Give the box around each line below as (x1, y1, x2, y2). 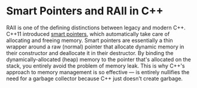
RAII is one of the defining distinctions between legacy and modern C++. (6, 24, 186, 31)
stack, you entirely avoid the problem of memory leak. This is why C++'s (6, 62, 185, 69)
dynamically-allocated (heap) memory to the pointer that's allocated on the (6, 56, 192, 63)
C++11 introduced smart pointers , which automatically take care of (6, 30, 170, 37)
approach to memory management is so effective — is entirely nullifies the (6, 68, 190, 75)
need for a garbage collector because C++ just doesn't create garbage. (6, 75, 183, 82)
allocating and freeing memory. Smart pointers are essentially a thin (6, 37, 174, 44)
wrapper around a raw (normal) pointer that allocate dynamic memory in (6, 43, 184, 50)
